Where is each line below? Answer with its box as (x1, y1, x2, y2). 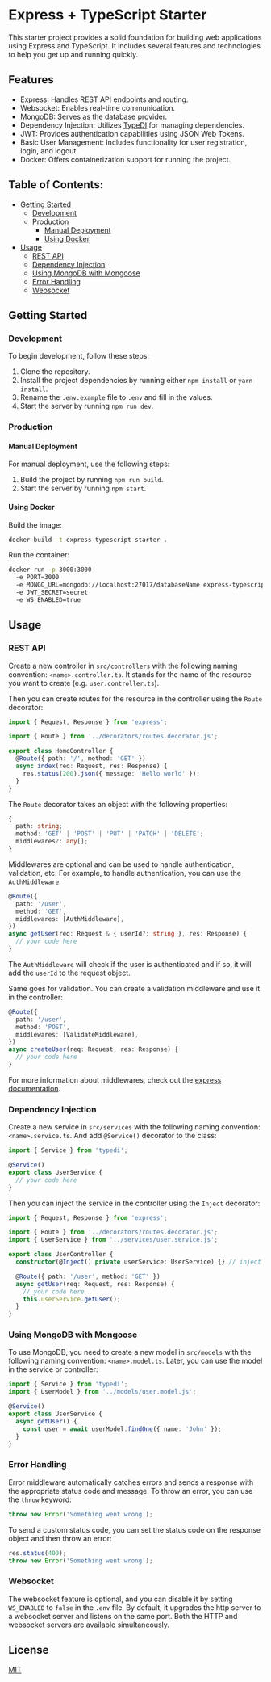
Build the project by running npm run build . (19, 475, 164, 485)
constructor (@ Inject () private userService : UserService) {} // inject (15, 1258, 262, 1266)
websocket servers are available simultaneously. (8, 1620, 169, 1629)
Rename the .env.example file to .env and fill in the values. (19, 393, 213, 402)
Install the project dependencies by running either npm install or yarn (19, 376, 253, 385)
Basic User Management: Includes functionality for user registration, (19, 137, 248, 147)
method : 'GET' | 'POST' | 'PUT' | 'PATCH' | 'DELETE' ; (15, 830, 204, 838)
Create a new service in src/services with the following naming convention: (8, 1122, 261, 1132)
